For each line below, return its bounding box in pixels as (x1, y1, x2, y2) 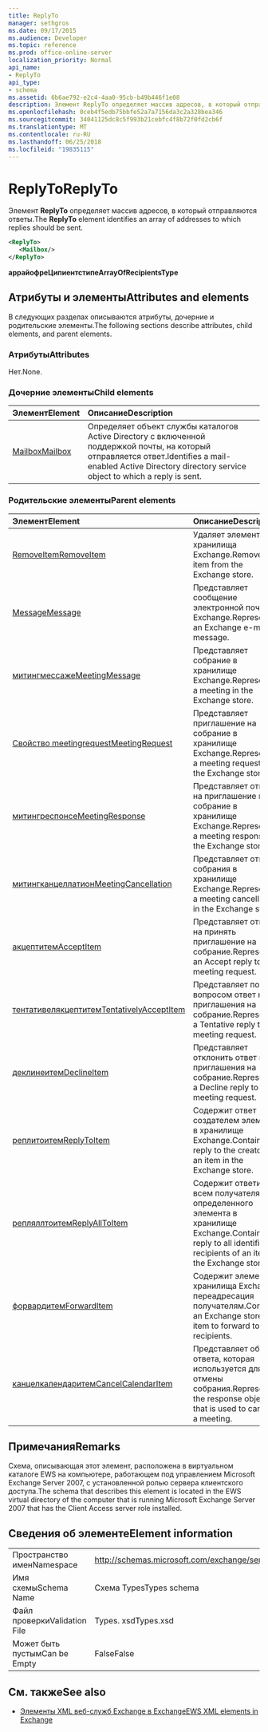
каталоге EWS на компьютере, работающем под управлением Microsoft (8, 1469, 255, 1479)
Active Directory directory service (120, 461, 247, 472)
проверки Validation (12, 1615, 87, 1627)
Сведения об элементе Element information (8, 1526, 234, 1540)
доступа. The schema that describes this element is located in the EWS (8, 1486, 242, 1497)
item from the (192, 559, 243, 570)
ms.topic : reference (8, 42, 77, 49)
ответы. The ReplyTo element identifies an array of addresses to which (8, 215, 242, 224)
